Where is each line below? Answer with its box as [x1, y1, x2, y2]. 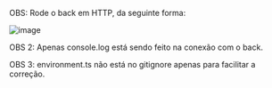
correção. [9, 68, 45, 79]
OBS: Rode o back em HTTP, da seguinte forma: [9, 8, 186, 18]
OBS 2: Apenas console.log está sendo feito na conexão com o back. [9, 42, 263, 52]
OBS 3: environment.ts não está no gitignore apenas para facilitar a [9, 60, 256, 69]
